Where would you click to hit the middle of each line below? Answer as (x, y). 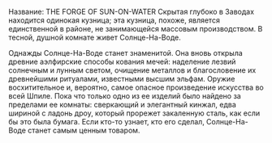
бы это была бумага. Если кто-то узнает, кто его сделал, (106, 122)
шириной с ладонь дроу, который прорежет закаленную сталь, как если (134, 113)
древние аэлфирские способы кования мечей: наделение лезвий (122, 61)
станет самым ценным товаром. (84, 130)
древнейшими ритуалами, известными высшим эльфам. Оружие (122, 79)
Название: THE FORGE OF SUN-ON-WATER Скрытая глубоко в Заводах (131, 12)
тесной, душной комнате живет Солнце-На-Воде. (95, 37)
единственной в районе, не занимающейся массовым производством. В (136, 29)
